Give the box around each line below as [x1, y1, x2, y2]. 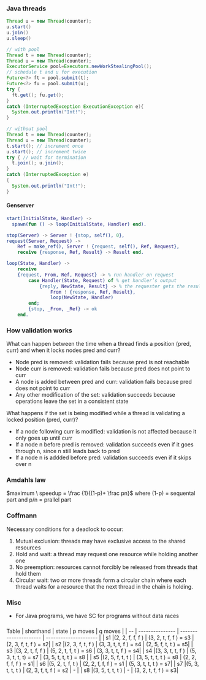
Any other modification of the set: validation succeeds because [15, 391, 176, 399]
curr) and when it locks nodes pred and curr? [6, 346, 121, 354]
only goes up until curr [15, 434, 72, 442]
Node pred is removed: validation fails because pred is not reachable [15, 359, 189, 366]
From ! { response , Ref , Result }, [50, 289, 136, 295]
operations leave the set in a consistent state [15, 397, 129, 405]
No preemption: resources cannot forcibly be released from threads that [15, 563, 198, 571]
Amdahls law [6, 476, 46, 484]
